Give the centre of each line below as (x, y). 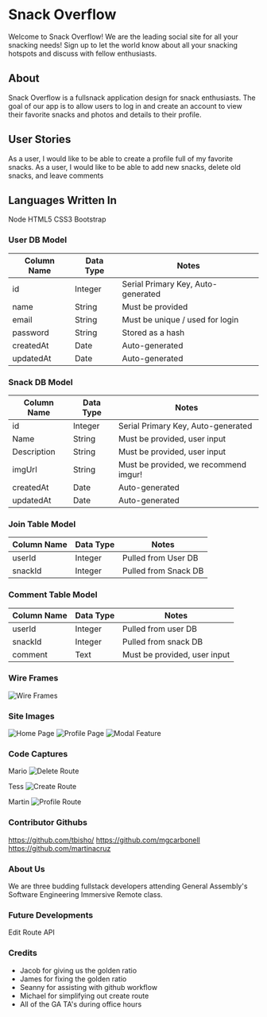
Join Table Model (42, 524)
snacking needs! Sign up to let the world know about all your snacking (123, 44)
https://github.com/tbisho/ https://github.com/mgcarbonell (104, 840)
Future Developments (51, 915)
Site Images (31, 716)
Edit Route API (32, 932)
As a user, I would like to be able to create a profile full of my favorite (121, 158)
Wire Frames (33, 678)
